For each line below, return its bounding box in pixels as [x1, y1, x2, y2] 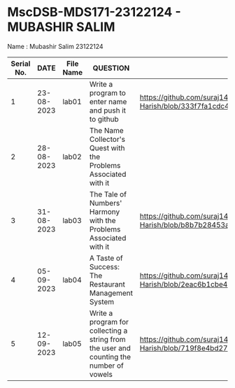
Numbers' [90, 198, 122, 208]
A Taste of [90, 253, 124, 263]
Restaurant [90, 279, 126, 289]
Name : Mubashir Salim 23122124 [7, 42, 104, 50]
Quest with [90, 143, 125, 152]
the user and [90, 343, 131, 353]
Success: [90, 261, 120, 271]
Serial [10, 59, 31, 69]
